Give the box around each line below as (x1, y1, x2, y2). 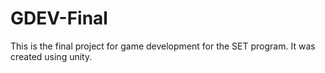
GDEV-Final (10, 7, 108, 30)
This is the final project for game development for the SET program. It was (10, 40, 316, 52)
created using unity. (10, 50, 93, 62)
